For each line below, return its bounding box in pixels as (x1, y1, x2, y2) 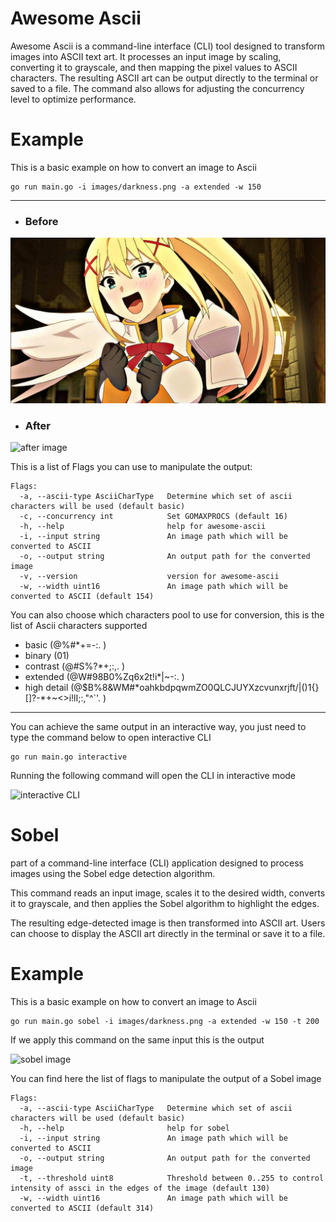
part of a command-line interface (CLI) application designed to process (10, 857, 304, 869)
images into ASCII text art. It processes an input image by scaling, (10, 50, 282, 62)
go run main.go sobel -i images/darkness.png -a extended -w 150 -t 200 (10, 1017, 320, 1027)
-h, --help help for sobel (19, 1123, 230, 1134)
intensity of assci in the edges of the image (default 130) (10, 1183, 271, 1194)
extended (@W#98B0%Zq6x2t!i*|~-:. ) (24, 671, 185, 683)
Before (24, 214, 59, 228)
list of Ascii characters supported (10, 620, 148, 632)
